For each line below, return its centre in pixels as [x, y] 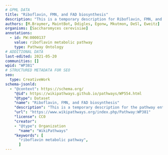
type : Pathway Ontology [39, 47]
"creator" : [25, 121]
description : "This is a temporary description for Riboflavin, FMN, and [84, 19]
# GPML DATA [17, 10]
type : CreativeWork [30, 79]
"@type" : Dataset [32, 98]
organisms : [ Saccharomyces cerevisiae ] [47, 28]
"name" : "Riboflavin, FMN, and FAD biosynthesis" [67, 103]
